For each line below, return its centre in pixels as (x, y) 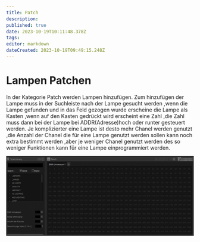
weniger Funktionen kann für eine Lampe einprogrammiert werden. (88, 148)
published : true (26, 25)
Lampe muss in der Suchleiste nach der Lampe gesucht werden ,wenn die (97, 103)
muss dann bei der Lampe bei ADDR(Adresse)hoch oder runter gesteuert (96, 122)
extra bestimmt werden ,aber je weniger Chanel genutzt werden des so (93, 141)
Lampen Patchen (49, 81)
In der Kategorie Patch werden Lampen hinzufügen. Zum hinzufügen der (95, 97)
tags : (13, 38)
